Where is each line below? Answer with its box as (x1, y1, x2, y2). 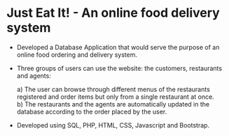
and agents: (16, 72, 52, 80)
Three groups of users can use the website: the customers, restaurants (16, 64, 222, 72)
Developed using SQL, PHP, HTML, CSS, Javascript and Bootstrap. (16, 121, 210, 129)
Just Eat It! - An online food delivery (6, 5, 220, 21)
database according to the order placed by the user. (16, 107, 167, 116)
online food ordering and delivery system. (16, 50, 138, 59)
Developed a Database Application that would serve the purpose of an (16, 43, 220, 51)
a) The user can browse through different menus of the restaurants (16, 85, 211, 93)
